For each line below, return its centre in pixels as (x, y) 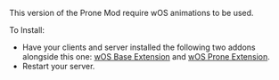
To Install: (27, 30)
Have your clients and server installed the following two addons (139, 47)
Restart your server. (58, 66)
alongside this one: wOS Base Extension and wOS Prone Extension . (146, 56)
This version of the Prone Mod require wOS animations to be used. (131, 13)
